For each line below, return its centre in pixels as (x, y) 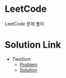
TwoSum (21, 59)
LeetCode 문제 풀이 (24, 24)
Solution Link (33, 45)
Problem (28, 64)
